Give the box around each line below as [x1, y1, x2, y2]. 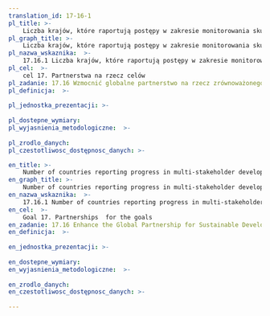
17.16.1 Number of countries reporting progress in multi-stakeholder [22, 198, 264, 206]
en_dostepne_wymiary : [8, 258, 81, 266]
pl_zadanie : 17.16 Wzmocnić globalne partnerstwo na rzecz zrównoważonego [8, 79, 264, 87]
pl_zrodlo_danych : [8, 138, 70, 147]
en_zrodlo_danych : [8, 281, 70, 289]
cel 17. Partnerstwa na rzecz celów [22, 72, 146, 80]
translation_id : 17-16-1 [8, 11, 92, 20]
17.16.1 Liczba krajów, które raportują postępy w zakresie [22, 57, 228, 65]
